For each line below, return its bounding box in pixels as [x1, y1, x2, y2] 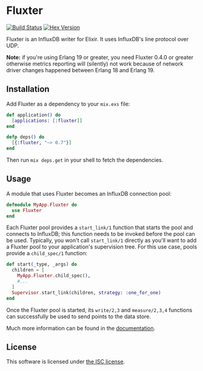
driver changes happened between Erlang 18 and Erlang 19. [6, 66, 155, 73]
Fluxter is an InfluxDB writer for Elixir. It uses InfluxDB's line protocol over [6, 35, 189, 42]
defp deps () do [6, 134, 45, 140]
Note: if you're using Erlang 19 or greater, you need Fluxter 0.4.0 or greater [6, 53, 194, 61]
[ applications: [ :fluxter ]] [12, 118, 83, 124]
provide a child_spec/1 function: [6, 250, 88, 257]
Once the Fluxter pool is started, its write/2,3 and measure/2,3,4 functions [6, 306, 193, 313]
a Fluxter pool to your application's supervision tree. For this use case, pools [6, 243, 198, 250]
